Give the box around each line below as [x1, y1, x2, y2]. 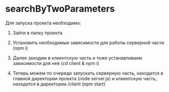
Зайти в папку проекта [12, 29, 63, 36]
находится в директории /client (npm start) [12, 81, 106, 87]
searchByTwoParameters [5, 3, 115, 15]
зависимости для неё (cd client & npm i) [12, 60, 100, 66]
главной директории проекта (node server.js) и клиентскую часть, [12, 75, 157, 81]
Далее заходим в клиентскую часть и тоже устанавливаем [12, 54, 142, 61]
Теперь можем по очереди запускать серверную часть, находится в [12, 70, 163, 76]
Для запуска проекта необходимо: [5, 20, 82, 26]
